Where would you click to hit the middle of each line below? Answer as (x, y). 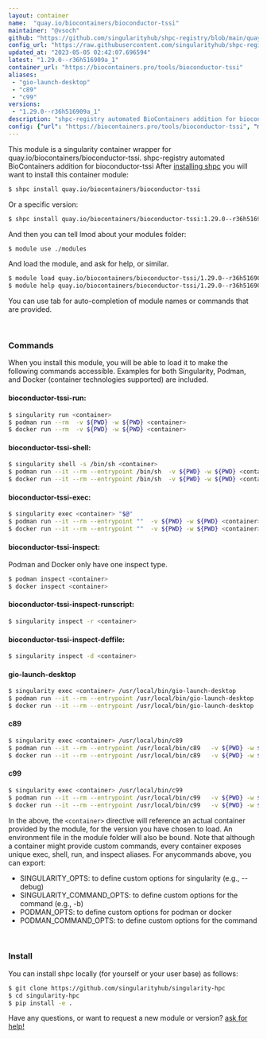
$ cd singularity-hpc (44, 995)
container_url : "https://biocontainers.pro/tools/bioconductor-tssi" (126, 68)
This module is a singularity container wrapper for (90, 149)
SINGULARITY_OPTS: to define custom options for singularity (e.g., (130, 878)
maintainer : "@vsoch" (44, 30)
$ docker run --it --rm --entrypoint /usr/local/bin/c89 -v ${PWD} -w (131, 755)
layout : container (39, 16)
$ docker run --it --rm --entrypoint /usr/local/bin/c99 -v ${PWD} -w (131, 805)
